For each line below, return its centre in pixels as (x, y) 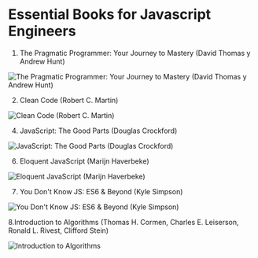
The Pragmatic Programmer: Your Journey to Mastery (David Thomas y (135, 53)
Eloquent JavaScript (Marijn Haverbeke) (84, 161)
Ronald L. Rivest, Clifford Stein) (58, 230)
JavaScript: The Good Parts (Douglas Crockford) (98, 131)
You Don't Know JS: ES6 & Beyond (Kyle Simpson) (101, 191)
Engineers (42, 31)
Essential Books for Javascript (110, 15)
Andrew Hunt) (42, 61)
